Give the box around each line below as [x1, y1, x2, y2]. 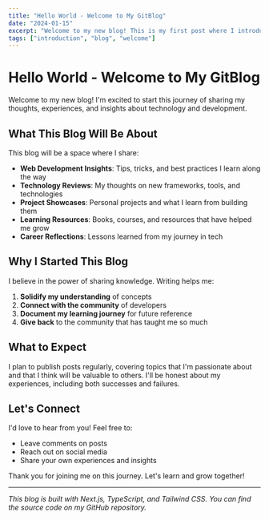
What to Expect [8, 341, 86, 354]
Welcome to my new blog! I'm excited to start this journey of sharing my [8, 95, 246, 105]
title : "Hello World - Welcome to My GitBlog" [8, 11, 167, 20]
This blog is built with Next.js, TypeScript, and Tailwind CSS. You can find [8, 494, 251, 504]
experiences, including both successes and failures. [8, 378, 180, 389]
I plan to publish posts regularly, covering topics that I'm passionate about [8, 361, 252, 371]
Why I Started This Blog [8, 255, 129, 268]
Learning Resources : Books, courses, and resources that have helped [19, 215, 252, 224]
